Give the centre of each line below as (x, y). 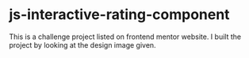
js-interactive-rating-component (119, 15)
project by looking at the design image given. (83, 44)
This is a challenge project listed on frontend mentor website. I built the (125, 37)
